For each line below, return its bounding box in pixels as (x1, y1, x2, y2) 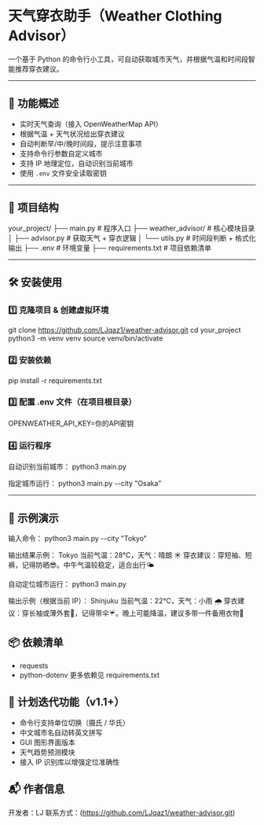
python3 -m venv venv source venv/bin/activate (8, 333, 163, 343)
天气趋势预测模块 (19, 747, 75, 757)
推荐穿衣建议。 (14, 64, 64, 73)
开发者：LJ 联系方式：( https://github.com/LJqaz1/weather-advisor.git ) (8, 808, 236, 818)
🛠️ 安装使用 (8, 275, 63, 289)
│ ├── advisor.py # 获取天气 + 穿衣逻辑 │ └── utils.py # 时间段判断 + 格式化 (8, 233, 256, 242)
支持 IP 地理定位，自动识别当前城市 (19, 158, 134, 168)
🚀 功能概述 (8, 97, 59, 110)
